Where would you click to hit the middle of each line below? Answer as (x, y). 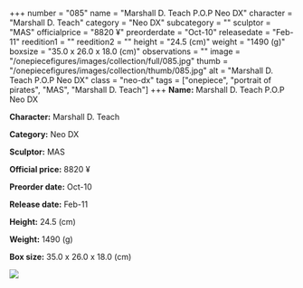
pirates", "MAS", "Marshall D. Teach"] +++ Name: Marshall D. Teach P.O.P (147, 90)
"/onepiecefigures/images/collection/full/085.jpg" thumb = (119, 61)
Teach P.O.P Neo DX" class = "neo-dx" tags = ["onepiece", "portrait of (140, 80)
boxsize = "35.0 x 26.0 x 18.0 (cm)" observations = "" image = (125, 51)
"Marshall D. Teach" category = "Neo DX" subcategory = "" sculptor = (140, 23)
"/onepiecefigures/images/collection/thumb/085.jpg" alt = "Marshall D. (142, 70)
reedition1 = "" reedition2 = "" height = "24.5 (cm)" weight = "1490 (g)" (153, 42)
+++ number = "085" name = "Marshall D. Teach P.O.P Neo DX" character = (151, 13)
